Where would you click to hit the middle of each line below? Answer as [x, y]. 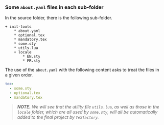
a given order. [19, 75]
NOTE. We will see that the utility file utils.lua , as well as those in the [88, 107]
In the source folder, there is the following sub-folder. [59, 18]
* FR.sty [32, 61]
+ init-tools [18, 27]
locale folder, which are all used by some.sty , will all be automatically [87, 112]
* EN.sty [32, 57]
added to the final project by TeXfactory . [58, 117]
